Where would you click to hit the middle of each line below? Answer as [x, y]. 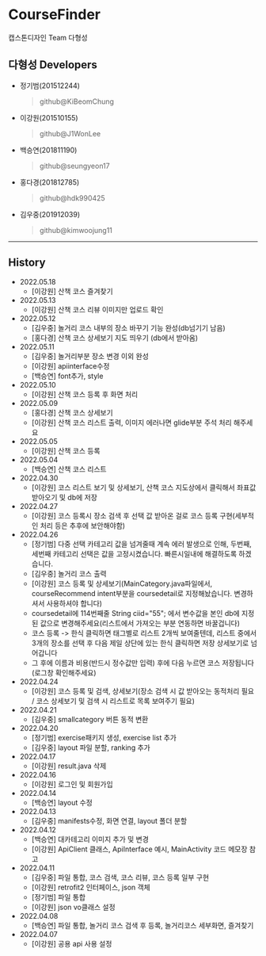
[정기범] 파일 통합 [58, 897]
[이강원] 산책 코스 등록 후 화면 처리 [85, 394]
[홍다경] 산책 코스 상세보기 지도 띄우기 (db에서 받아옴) [115, 338]
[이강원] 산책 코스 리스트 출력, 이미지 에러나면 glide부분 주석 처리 [131, 423]
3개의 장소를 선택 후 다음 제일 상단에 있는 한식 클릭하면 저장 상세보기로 [140, 643]
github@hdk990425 [72, 198]
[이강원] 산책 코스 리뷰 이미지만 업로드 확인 [97, 309]
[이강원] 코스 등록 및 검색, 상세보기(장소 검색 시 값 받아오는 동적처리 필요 [143, 690]
